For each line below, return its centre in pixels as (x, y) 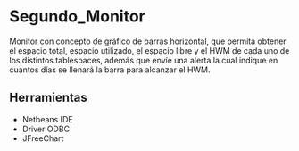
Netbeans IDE (47, 119)
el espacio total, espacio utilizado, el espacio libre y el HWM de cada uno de (149, 50)
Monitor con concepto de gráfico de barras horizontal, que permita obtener (148, 41)
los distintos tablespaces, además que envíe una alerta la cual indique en (144, 60)
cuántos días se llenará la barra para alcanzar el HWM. (110, 70)
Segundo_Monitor (77, 17)
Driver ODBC (46, 129)
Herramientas (48, 98)
